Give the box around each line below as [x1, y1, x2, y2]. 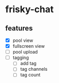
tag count [20, 72, 41, 78]
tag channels [20, 66, 48, 72]
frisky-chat [5, 4, 54, 15]
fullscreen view [12, 43, 45, 49]
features [5, 24, 33, 33]
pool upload [12, 49, 38, 55]
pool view [12, 37, 34, 43]
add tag [20, 60, 37, 67]
